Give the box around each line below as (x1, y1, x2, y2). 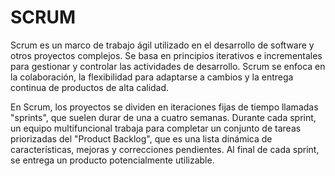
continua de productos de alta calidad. (10, 81, 170, 93)
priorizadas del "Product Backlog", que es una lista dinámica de (10, 132, 273, 145)
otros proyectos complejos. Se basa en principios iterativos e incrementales (10, 49, 323, 61)
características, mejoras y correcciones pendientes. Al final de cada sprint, (10, 143, 320, 155)
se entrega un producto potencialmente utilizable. (10, 154, 215, 166)
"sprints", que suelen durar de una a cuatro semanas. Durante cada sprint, (10, 111, 317, 123)
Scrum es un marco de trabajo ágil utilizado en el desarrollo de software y (10, 39, 315, 51)
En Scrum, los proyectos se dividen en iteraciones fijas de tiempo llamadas (10, 101, 319, 113)
